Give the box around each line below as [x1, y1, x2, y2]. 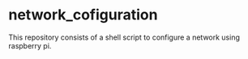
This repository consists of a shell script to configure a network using [8, 32, 241, 42]
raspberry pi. [8, 40, 52, 50]
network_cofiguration [8, 6, 158, 24]
